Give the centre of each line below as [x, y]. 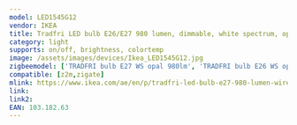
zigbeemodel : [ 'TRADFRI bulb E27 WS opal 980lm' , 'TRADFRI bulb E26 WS [144, 67]
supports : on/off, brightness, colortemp [87, 50]
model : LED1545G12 [43, 17]
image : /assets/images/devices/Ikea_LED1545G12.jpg [106, 58]
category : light [39, 42]
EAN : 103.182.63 [39, 107]
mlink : [21, 83]
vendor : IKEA [33, 26]
